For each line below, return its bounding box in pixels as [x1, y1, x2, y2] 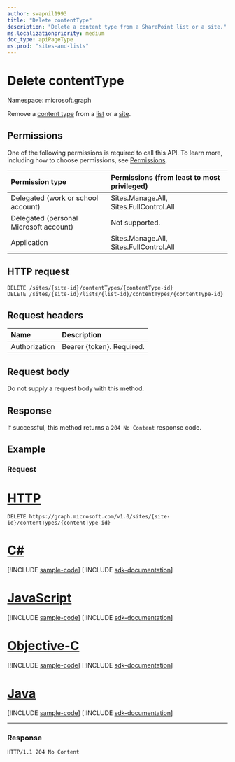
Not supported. [111, 218, 161, 227]
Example [7, 444, 46, 456]
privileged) [111, 181, 148, 191]
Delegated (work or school [10, 193, 99, 203]
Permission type [10, 176, 67, 186]
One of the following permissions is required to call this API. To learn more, [7, 148, 223, 157]
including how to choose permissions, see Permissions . [7, 155, 168, 164]
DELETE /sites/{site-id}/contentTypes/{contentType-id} [7, 284, 173, 291]
